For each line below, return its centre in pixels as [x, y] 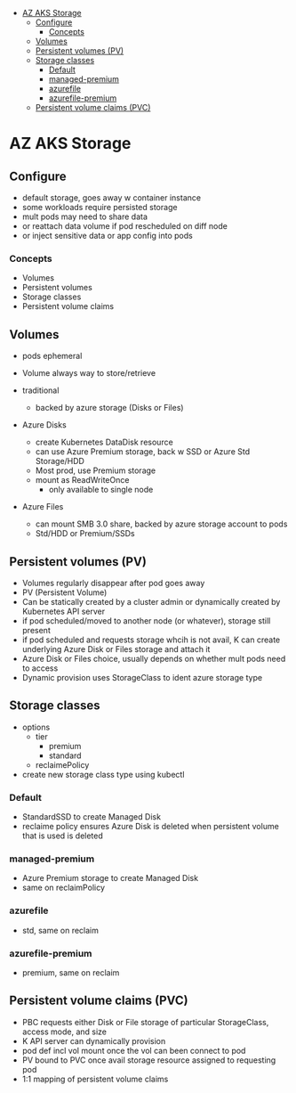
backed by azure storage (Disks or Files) [109, 408]
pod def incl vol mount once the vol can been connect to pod [134, 1050]
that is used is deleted [63, 836]
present [36, 630]
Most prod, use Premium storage [96, 470]
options [36, 727]
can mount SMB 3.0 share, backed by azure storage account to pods [161, 524]
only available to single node [101, 490]
